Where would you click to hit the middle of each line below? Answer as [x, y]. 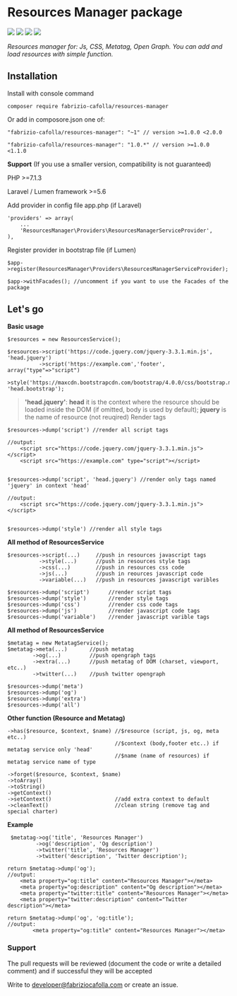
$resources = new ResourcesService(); [64, 339]
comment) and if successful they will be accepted [80, 971]
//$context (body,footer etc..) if [167, 743]
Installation [32, 76]
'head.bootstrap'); [36, 389]
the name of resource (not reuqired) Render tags [95, 417]
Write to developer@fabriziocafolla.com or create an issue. [93, 985]
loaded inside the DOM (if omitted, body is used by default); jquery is [126, 409]
